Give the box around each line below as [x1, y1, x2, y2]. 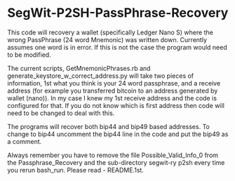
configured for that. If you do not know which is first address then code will [7, 101, 224, 109]
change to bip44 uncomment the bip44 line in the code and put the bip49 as [7, 130, 229, 138]
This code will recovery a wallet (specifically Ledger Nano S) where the [7, 28, 214, 36]
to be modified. [7, 51, 51, 59]
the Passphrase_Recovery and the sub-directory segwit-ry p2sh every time [7, 158, 225, 166]
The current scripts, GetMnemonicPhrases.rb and [7, 64, 151, 72]
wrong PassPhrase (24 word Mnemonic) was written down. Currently [7, 35, 208, 43]
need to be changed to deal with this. [7, 109, 115, 117]
